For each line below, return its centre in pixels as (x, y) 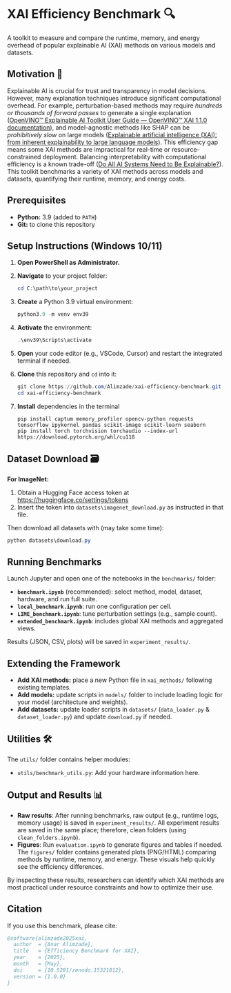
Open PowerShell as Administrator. (69, 263)
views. (26, 628)
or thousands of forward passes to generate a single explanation (99, 112)
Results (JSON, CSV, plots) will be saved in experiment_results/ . (99, 642)
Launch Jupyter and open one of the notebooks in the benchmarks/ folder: (111, 579)
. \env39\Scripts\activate (54, 340)
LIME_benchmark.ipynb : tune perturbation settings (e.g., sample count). (117, 614)
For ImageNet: (28, 479)
